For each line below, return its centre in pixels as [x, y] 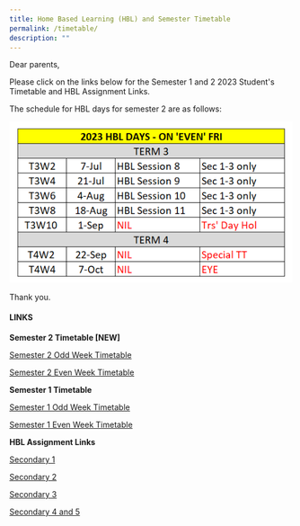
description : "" [40, 38]
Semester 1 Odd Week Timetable [70, 407]
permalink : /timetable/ [54, 28]
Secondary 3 [33, 494]
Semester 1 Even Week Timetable [71, 424]
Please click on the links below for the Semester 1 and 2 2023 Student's [142, 82]
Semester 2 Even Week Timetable [72, 372]
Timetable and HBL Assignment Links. [80, 92]
